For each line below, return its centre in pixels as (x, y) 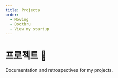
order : (12, 15)
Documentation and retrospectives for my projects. (59, 70)
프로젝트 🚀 (26, 56)
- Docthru (20, 24)
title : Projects (23, 10)
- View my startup (30, 29)
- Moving (19, 19)
